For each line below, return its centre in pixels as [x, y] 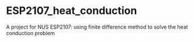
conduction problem [30, 33]
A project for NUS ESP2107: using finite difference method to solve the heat [97, 27]
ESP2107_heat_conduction [72, 11]
